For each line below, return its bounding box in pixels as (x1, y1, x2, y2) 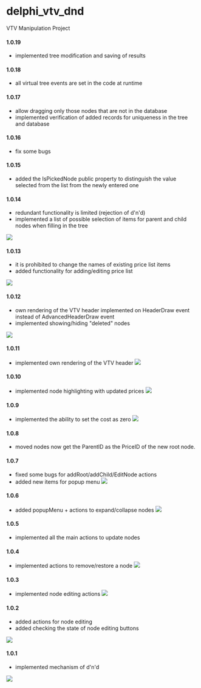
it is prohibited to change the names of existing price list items (15, 261, 171, 268)
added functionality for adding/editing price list (15, 267, 133, 275)
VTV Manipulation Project (6, 24, 70, 32)
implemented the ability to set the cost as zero (15, 416, 132, 423)
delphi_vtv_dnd (6, 4, 84, 18)
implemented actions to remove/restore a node (15, 562, 133, 570)
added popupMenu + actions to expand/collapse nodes (15, 506, 154, 514)
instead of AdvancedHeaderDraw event (15, 313, 115, 320)
